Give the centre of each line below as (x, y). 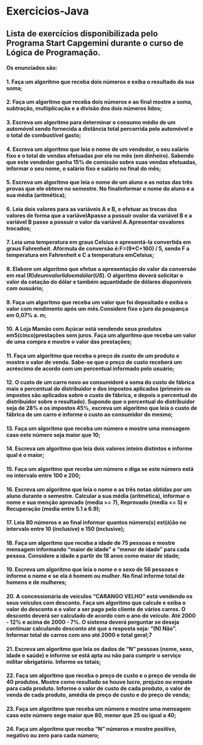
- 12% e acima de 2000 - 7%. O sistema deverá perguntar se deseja (93, 622)
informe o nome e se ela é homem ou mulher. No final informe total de (95, 576)
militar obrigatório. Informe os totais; (54, 661)
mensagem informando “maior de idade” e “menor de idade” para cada (98, 549)
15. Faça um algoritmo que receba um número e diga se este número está (100, 469)
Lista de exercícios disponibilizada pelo (82, 34)
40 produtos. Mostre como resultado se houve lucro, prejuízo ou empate (99, 682)
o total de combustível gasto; (44, 135)
